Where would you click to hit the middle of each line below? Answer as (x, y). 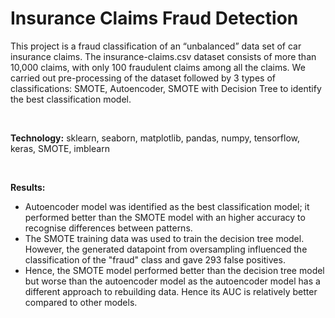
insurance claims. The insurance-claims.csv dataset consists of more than (163, 56)
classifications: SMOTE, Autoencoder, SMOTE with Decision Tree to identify (166, 88)
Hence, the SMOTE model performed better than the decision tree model (174, 270)
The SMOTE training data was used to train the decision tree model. (164, 238)
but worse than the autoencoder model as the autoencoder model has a (172, 281)
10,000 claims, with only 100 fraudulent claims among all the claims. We (158, 67)
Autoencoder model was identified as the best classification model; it (167, 206)
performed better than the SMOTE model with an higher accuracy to (165, 217)
